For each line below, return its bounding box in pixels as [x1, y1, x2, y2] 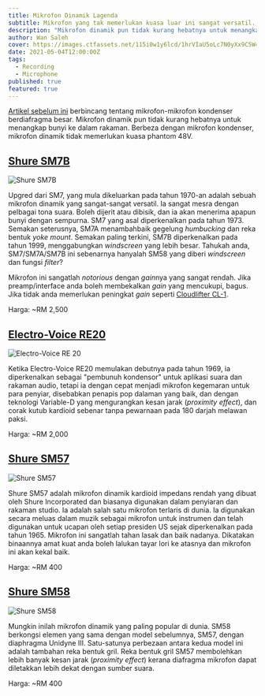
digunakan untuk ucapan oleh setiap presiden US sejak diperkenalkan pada [8, 522, 254, 531]
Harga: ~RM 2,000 [8, 430, 69, 438]
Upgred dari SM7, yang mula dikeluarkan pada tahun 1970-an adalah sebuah [8, 191, 256, 200]
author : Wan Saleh [8, 33, 69, 42]
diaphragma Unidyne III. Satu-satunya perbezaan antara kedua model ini [8, 638, 244, 647]
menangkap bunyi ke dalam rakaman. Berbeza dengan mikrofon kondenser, [8, 123, 254, 132]
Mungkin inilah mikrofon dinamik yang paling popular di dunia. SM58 [8, 621, 231, 631]
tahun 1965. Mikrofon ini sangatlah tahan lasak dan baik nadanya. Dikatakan [8, 530, 255, 540]
